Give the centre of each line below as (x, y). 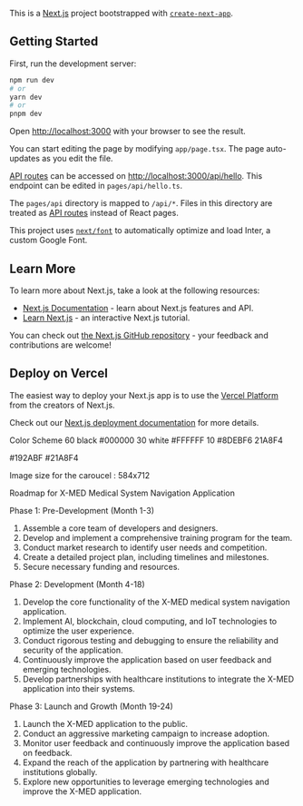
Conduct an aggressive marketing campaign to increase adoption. (146, 733)
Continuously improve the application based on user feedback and (147, 659)
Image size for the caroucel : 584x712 (80, 475)
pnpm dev (26, 114)
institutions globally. (60, 772)
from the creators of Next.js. (62, 405)
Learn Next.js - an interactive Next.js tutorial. (106, 318)
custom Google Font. (49, 241)
